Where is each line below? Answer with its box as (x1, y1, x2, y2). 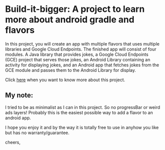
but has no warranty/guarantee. (5, 130, 70, 136)
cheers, (5, 139, 21, 145)
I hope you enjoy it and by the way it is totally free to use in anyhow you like (5, 124, 159, 130)
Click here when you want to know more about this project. (5, 77, 125, 83)
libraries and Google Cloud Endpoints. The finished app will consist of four (5, 46, 157, 52)
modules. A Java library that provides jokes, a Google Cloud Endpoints (5, 51, 149, 57)
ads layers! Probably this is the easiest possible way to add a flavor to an (5, 109, 153, 115)
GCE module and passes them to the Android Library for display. (5, 67, 136, 73)
